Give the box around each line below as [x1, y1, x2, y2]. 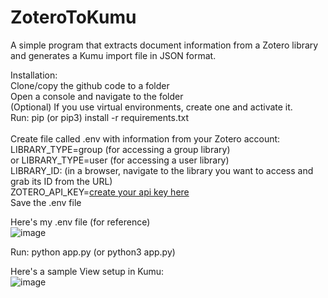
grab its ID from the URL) [10, 175, 113, 187]
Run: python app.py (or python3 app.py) [10, 246, 176, 258]
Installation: [10, 69, 58, 81]
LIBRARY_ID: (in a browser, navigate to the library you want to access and [10, 164, 314, 176]
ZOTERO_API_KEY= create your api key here [10, 186, 190, 198]
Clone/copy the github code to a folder [10, 79, 170, 91]
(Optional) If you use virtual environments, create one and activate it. [10, 101, 293, 113]
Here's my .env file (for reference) [10, 216, 151, 228]
